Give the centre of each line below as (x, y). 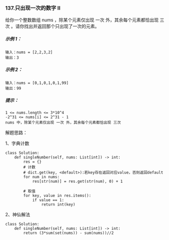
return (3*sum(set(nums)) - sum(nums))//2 (69, 233)
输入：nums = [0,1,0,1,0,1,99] (37, 83)
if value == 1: (48, 200)
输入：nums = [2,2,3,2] (29, 52)
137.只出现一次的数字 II (33, 8)
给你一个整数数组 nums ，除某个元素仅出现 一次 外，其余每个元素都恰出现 (82, 20)
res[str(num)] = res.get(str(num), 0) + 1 (77, 182)
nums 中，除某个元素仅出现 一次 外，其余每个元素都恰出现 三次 (63, 123)
